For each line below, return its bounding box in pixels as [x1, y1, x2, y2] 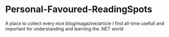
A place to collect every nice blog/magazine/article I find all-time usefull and [5, 20, 164, 26]
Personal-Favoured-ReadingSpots [5, 4, 153, 15]
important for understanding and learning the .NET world [5, 25, 124, 31]
